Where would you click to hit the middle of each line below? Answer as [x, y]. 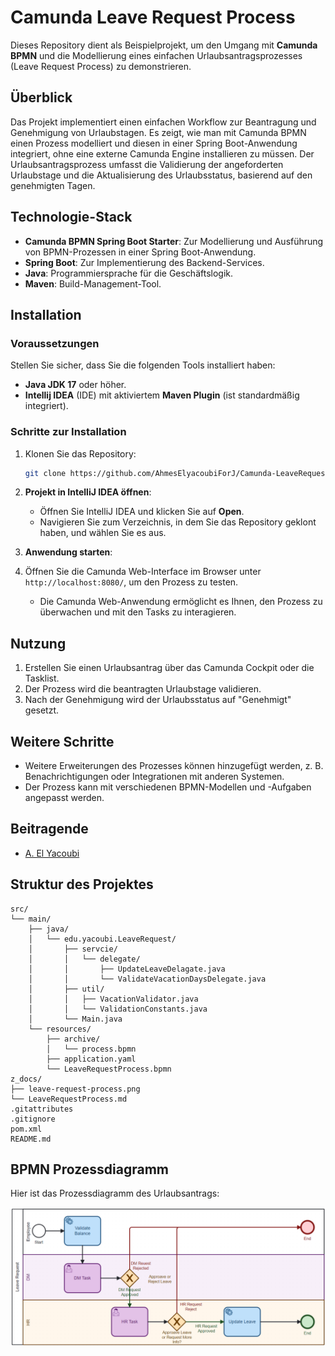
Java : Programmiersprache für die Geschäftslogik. [129, 273]
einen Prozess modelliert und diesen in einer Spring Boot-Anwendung [154, 143]
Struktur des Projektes [82, 884]
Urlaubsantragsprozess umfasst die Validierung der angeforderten [147, 164]
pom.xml [26, 1129]
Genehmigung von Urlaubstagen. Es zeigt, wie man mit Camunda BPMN [158, 132]
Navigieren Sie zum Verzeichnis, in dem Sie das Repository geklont [178, 522]
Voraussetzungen [55, 343]
